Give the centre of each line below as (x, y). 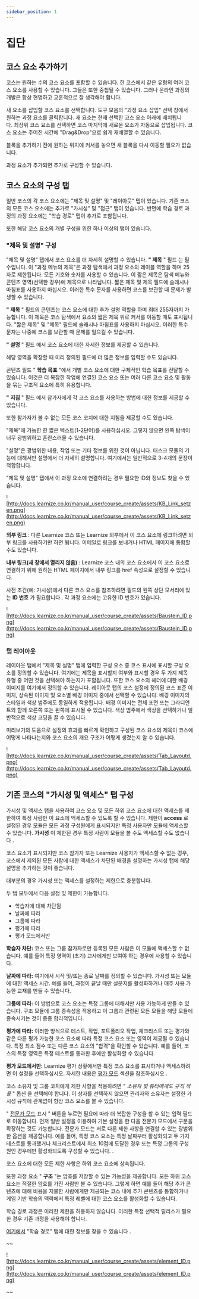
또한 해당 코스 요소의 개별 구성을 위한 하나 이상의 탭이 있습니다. (79, 229)
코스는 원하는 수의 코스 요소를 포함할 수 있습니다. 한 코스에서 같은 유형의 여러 (95, 82)
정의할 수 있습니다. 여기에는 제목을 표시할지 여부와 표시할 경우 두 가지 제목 (102, 673)
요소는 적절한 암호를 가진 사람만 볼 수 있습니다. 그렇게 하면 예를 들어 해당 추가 (96, 1183)
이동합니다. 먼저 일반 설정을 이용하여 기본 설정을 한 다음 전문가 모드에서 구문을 (102, 1121)
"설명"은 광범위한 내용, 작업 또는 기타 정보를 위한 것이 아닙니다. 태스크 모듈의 (95, 450)
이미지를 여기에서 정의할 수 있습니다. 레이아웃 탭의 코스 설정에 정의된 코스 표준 (97, 688)
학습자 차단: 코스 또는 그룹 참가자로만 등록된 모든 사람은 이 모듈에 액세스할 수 (95, 948)
